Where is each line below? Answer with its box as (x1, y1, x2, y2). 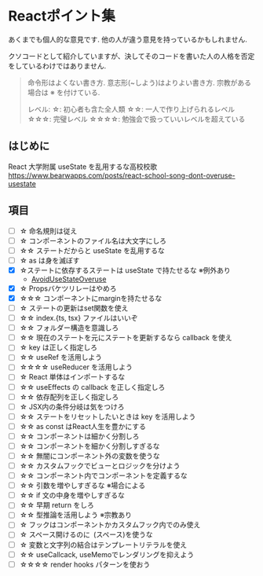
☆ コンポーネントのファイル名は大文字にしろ (19, 236, 167, 245)
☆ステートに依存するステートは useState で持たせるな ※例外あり (19, 265, 232, 275)
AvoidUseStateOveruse (31, 274, 107, 284)
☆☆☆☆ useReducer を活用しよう (19, 362, 133, 372)
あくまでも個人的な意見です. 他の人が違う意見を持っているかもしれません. (8, 35, 247, 44)
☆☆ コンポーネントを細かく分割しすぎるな (19, 441, 160, 450)
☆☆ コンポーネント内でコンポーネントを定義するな (19, 471, 188, 480)
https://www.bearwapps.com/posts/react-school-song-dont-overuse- (8, 171, 236, 180)
